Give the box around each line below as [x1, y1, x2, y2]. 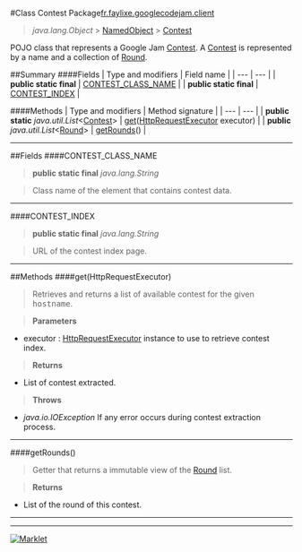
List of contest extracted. [22, 377, 116, 388]
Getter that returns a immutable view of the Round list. [31, 465, 232, 475]
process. [22, 421, 56, 432]
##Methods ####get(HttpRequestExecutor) [10, 272, 172, 281]
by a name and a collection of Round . [10, 52, 148, 62]
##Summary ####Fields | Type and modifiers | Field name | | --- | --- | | [10, 69, 276, 80]
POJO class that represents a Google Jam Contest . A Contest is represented [10, 42, 292, 53]
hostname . [31, 298, 73, 308]
